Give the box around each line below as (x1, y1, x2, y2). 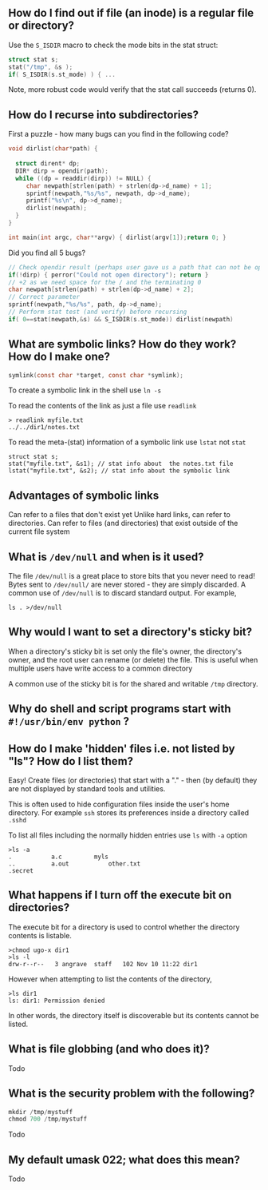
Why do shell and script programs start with (8, 702, 231, 716)
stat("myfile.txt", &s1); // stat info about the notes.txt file (8, 460, 234, 468)
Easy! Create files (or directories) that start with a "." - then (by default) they (8, 775, 258, 786)
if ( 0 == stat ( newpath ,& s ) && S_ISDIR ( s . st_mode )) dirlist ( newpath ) (8, 315, 234, 323)
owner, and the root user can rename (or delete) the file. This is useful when (8, 655, 258, 664)
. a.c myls (8, 853, 109, 862)
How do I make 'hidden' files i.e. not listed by (8, 742, 235, 755)
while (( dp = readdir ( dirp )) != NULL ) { (15, 174, 152, 182)
